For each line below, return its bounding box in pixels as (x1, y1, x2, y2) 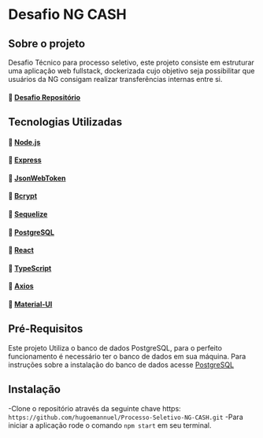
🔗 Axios (8, 281, 34, 291)
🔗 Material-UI (8, 299, 53, 309)
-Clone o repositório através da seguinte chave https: (8, 403, 181, 413)
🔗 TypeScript (8, 263, 52, 273)
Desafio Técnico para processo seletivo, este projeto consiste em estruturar (8, 58, 254, 67)
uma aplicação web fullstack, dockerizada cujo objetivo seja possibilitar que (8, 66, 255, 76)
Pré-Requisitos (8, 322, 83, 336)
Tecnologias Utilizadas (8, 115, 123, 128)
